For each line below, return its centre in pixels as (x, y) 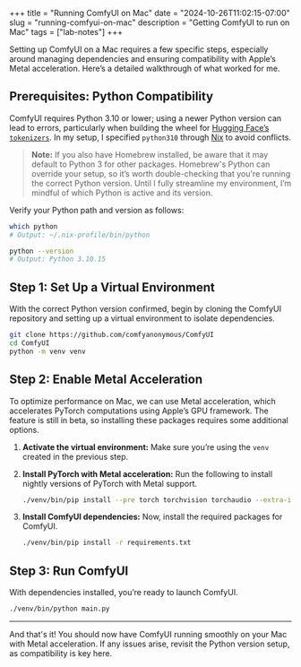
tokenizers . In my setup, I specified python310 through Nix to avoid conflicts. (150, 137)
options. (25, 429)
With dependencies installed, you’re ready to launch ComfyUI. (124, 593)
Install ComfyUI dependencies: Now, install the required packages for (152, 517)
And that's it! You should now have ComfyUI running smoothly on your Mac (148, 634)
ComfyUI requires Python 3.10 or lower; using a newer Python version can (146, 118)
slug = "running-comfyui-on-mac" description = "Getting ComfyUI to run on (150, 22)
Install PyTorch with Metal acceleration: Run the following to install (147, 473)
